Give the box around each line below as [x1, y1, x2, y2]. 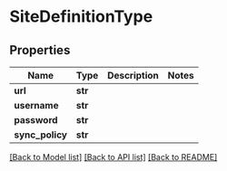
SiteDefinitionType [9, 6, 153, 27]
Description [107, 70, 159, 81]
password [14, 114, 58, 126]
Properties [9, 43, 71, 58]
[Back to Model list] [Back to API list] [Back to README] [9, 152, 218, 162]
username [14, 100, 59, 111]
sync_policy [14, 128, 68, 141]
